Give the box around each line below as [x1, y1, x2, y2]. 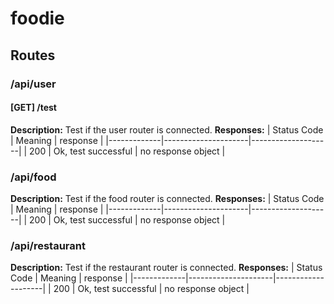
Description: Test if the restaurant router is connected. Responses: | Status [10, 262, 323, 274]
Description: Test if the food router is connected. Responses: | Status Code [10, 193, 325, 204]
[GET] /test [10, 102, 57, 114]
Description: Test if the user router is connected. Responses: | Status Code [10, 123, 324, 136]
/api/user [10, 77, 57, 91]
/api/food [10, 170, 57, 184]
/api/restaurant [10, 238, 86, 252]
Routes [10, 47, 56, 64]
